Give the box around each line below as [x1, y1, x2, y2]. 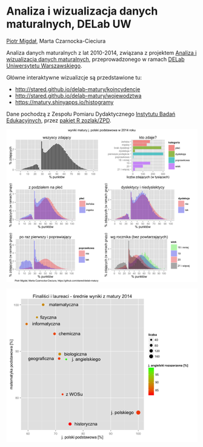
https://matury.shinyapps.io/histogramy [15, 99, 114, 106]
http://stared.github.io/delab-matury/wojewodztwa [15, 92, 142, 99]
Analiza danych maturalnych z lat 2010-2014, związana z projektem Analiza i [6, 49, 197, 56]
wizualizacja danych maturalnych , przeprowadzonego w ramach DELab [6, 55, 185, 63]
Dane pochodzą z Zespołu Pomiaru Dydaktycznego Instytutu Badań [6, 110, 176, 117]
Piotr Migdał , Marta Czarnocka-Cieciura [6, 37, 106, 44]
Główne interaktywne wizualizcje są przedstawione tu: [6, 74, 142, 81]
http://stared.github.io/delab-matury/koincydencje [15, 85, 141, 92]
